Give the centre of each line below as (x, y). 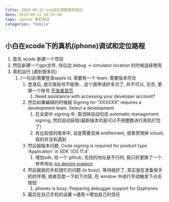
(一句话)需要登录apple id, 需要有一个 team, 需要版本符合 (78, 78)
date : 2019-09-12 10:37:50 (34, 15)
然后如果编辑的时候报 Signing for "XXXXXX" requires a (84, 102)
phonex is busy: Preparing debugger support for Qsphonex (97, 188)
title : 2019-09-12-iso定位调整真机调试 (44, 10)
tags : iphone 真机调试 (27, 19)
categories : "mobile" (28, 24)
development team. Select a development (71, 108)
